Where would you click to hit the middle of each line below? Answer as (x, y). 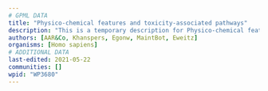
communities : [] (35, 67)
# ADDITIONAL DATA (39, 52)
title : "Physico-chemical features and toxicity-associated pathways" (128, 23)
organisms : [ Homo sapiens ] (53, 45)
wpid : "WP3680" (33, 74)
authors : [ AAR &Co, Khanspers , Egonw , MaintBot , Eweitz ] (103, 38)
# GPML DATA (28, 15)
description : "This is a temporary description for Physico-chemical (126, 30)
